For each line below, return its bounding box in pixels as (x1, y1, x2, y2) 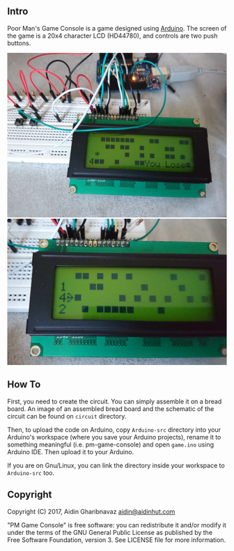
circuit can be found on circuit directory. (7, 412, 127, 420)
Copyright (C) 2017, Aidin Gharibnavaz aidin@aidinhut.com (7, 507, 175, 515)
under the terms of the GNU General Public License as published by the (7, 528, 213, 536)
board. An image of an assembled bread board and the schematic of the (7, 404, 214, 413)
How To (7, 379, 41, 391)
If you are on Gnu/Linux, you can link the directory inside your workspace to (7, 461, 225, 469)
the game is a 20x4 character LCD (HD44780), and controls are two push (7, 31, 218, 40)
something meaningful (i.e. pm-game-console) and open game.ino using (7, 440, 214, 449)
